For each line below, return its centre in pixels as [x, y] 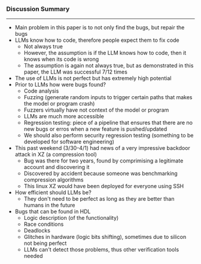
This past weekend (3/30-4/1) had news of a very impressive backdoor [102, 148]
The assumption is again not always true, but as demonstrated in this [109, 66]
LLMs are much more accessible [64, 116]
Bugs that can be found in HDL [53, 211]
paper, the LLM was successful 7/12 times [75, 72]
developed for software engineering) [69, 142]
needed [33, 256]
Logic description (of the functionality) [71, 218]
